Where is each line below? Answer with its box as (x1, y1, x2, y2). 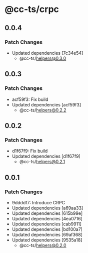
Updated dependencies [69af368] (11, 231, 83, 237)
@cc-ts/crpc (4, 4, 59, 15)
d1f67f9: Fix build (11, 148, 48, 154)
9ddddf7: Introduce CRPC (11, 199, 65, 205)
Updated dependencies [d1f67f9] (11, 153, 80, 159)
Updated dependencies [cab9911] (11, 221, 82, 227)
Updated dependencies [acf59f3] (11, 101, 81, 107)
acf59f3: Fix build (11, 96, 48, 102)
